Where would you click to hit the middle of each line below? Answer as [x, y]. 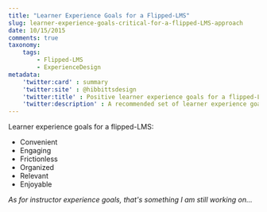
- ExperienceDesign [69, 67]
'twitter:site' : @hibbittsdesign [79, 89]
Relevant [34, 176]
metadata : [25, 75]
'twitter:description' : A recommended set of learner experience [135, 104]
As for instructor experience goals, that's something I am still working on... [130, 200]
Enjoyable [36, 184]
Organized [37, 168]
